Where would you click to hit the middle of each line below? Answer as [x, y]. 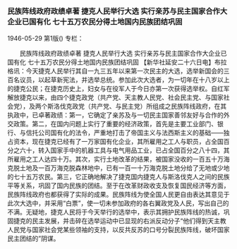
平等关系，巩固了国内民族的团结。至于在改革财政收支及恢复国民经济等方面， [119, 186]
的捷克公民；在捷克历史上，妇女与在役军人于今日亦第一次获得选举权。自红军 [119, 89]
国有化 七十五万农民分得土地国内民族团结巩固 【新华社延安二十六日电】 [111, 62]
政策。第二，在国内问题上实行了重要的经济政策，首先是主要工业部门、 [115, 124]
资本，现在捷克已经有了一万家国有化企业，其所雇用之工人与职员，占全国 [118, 142]
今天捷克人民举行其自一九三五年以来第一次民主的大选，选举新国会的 [124, 71]
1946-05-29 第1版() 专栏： [45, 38]
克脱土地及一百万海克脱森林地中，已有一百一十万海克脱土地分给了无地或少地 [119, 168]
